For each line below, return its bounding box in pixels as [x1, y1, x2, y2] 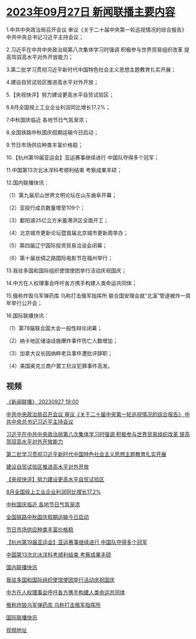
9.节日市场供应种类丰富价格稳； [6, 141, 84, 148]
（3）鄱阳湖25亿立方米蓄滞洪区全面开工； [6, 216, 109, 223]
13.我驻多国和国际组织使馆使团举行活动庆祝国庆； [6, 267, 127, 274]
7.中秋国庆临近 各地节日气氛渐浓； [6, 116, 90, 123]
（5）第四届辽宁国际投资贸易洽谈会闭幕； [6, 242, 108, 249]
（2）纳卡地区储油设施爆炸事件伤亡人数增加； [6, 337, 118, 344]
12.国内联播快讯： [6, 179, 50, 186]
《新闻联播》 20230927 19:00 [6, 398, 79, 405]
